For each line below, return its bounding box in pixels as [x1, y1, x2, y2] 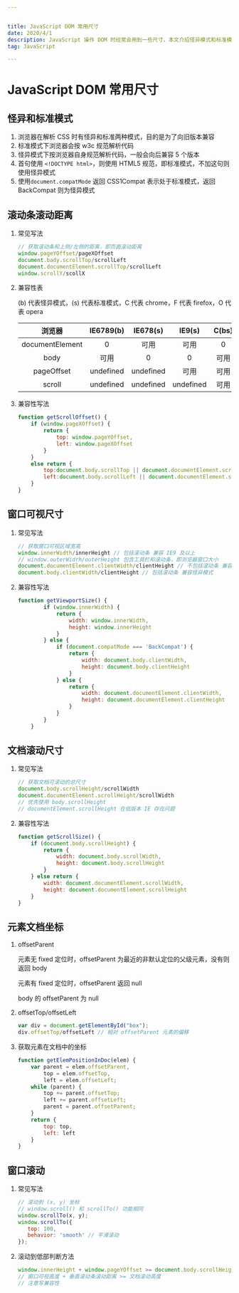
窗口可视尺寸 [7, 508, 64, 520]
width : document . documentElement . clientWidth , [81, 690, 223, 697]
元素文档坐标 [7, 921, 64, 933]
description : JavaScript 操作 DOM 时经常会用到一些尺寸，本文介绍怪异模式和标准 [7, 36, 227, 43]
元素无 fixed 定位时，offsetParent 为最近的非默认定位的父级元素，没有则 [17, 955, 230, 963]
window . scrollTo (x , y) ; [17, 1212, 89, 1219]
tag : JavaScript [7, 43, 55, 50]
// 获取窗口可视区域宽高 [17, 543, 81, 550]
